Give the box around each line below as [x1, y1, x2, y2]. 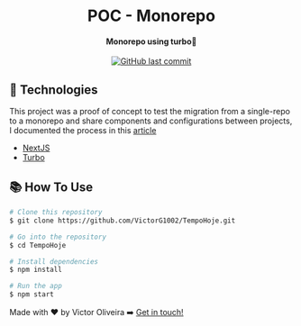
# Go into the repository [9, 232, 106, 241]
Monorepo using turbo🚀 [105, 36, 197, 47]
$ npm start [9, 290, 54, 299]
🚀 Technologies [9, 82, 98, 97]
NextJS [22, 142, 50, 153]
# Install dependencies [9, 257, 99, 266]
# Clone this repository [9, 208, 103, 217]
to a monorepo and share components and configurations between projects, [9, 115, 293, 126]
